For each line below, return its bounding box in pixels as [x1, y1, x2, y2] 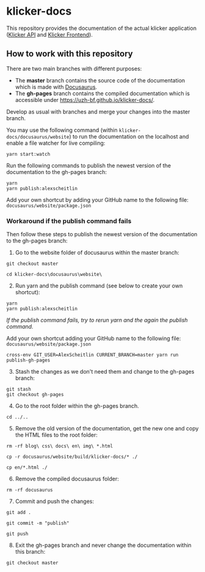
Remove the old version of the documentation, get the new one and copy [15, 425, 199, 432]
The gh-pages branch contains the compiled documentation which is [15, 90, 190, 97]
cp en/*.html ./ [6, 465, 48, 471]
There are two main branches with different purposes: [6, 65, 142, 72]
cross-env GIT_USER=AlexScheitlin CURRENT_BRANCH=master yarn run [6, 352, 179, 358]
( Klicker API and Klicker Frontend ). [6, 31, 93, 38]
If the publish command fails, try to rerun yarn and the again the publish [6, 316, 188, 324]
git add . [6, 510, 32, 516]
